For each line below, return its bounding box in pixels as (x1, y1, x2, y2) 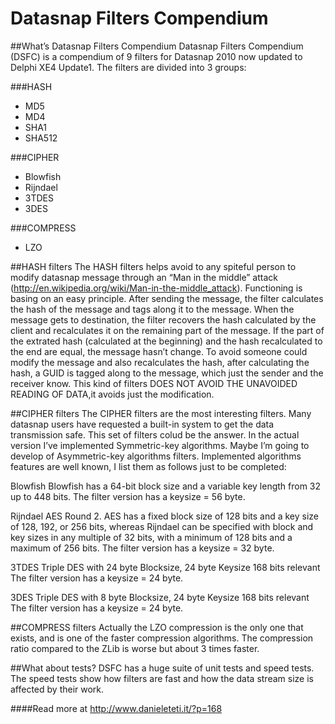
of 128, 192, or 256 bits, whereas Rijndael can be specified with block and (10, 520, 314, 532)
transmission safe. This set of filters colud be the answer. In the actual (10, 428, 300, 441)
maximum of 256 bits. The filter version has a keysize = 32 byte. (10, 542, 275, 554)
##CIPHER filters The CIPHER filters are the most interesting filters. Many (10, 407, 312, 419)
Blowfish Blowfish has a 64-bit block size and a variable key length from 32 (10, 480, 322, 492)
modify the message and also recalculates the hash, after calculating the (10, 356, 310, 368)
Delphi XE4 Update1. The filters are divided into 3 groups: (10, 61, 247, 73)
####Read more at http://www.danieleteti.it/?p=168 (10, 702, 223, 714)
